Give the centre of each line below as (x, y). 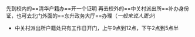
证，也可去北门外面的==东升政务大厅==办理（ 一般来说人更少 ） (83, 16)
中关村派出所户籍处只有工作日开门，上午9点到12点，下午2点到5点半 (97, 28)
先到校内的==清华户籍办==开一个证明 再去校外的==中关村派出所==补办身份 (98, 8)
